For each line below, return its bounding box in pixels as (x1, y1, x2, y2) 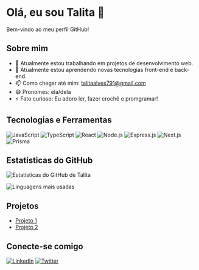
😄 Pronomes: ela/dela (15, 88, 71, 95)
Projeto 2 (15, 224, 38, 231)
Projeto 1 (15, 217, 38, 224)
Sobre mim (6, 43, 49, 54)
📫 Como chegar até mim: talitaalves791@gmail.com (15, 79, 146, 87)
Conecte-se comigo (6, 241, 83, 252)
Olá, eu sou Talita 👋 (6, 5, 105, 20)
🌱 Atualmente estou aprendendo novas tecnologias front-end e (15, 66, 173, 73)
